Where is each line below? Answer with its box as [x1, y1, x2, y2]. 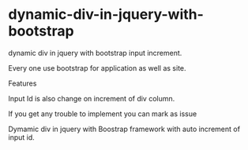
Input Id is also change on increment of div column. [8, 93, 175, 103]
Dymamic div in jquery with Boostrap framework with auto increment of [8, 124, 241, 134]
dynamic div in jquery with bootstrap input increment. [8, 48, 182, 57]
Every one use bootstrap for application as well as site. [8, 63, 187, 72]
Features [8, 79, 37, 88]
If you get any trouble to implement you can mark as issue [8, 108, 197, 119]
